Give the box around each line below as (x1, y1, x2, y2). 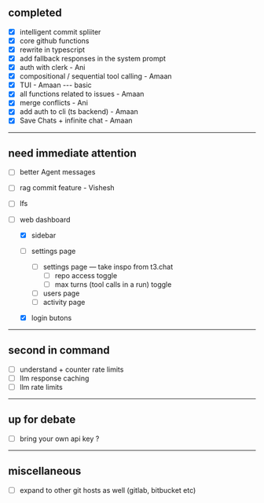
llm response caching (19, 373, 90, 383)
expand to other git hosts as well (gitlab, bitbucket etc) (19, 485, 196, 494)
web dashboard (19, 215, 71, 224)
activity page (42, 297, 86, 307)
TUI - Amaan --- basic (19, 80, 92, 90)
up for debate (8, 413, 76, 427)
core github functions (19, 35, 90, 46)
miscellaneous (8, 464, 82, 478)
